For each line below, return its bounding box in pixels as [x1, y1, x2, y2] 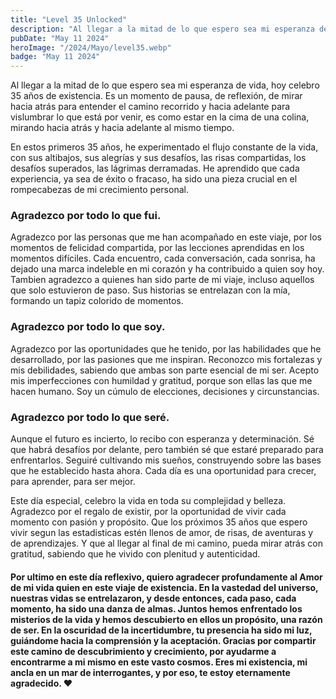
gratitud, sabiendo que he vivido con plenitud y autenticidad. [10, 548, 261, 560]
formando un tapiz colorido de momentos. [10, 295, 184, 307]
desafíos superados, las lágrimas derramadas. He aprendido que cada [10, 162, 300, 175]
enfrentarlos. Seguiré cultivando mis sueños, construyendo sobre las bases [10, 454, 322, 466]
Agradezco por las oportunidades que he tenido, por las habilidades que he [10, 342, 322, 355]
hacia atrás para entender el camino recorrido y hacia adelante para [10, 101, 291, 113]
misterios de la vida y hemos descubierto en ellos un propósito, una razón [10, 613, 323, 625]
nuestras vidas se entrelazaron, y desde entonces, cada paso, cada [10, 592, 297, 604]
